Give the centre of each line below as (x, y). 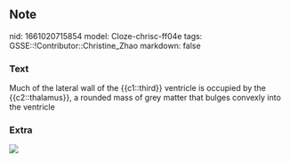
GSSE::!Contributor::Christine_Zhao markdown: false (105, 45)
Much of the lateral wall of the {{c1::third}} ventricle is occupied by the (138, 88)
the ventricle (32, 107)
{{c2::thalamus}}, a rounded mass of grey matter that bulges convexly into (145, 98)
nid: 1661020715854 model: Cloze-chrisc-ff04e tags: (106, 36)
